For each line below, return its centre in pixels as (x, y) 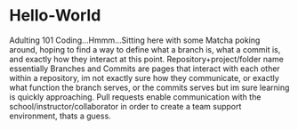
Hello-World (55, 16)
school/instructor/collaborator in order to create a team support (125, 106)
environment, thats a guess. (60, 116)
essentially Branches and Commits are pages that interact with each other (145, 69)
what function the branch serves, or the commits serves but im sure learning (149, 87)
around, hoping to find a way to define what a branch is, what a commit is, (145, 49)
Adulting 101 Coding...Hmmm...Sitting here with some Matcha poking (135, 40)
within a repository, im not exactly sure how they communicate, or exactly (145, 77)
